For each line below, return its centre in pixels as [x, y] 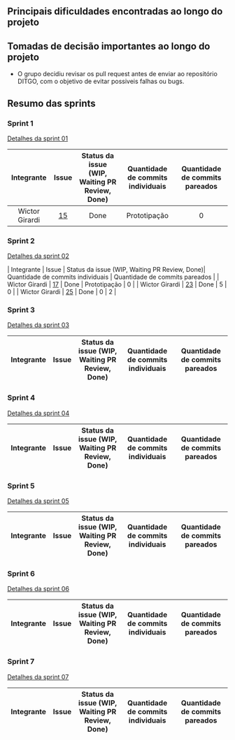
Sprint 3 [21, 310]
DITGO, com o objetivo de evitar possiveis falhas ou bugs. [101, 81]
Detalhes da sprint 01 [38, 138]
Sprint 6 [21, 574]
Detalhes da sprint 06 [38, 589]
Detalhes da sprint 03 [38, 325]
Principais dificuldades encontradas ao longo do [115, 12]
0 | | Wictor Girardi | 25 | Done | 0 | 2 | [62, 292]
